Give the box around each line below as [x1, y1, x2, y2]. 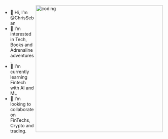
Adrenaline [10, 47, 33, 53]
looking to [10, 101, 31, 107]
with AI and [10, 85, 34, 91]
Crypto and [10, 123, 34, 128]
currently [10, 68, 29, 75]
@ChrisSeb [10, 15, 34, 21]
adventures [10, 53, 34, 58]
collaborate [10, 107, 34, 112]
